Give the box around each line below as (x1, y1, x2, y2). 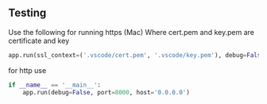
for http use (8, 65, 47, 75)
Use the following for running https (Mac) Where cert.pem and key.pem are (8, 27, 254, 37)
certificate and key (8, 36, 70, 45)
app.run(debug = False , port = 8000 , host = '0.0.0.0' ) (22, 88, 191, 96)
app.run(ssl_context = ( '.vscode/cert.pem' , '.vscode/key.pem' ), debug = (8, 51, 247, 59)
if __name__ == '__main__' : (8, 81, 102, 89)
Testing (8, 6, 47, 20)
